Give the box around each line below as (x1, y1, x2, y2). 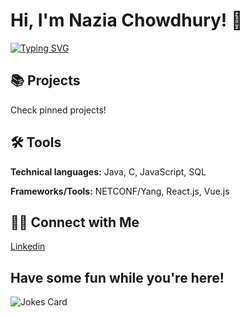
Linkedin (10, 240, 46, 253)
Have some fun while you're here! (10, 269, 225, 286)
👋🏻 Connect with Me (10, 214, 140, 231)
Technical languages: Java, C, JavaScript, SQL (10, 165, 207, 178)
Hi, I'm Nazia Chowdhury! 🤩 (10, 9, 243, 32)
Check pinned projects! (10, 104, 107, 116)
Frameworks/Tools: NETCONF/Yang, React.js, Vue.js (10, 185, 230, 197)
